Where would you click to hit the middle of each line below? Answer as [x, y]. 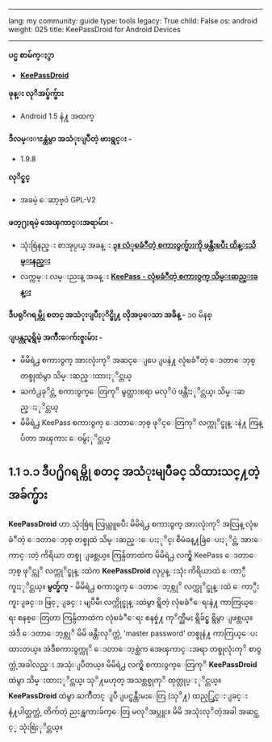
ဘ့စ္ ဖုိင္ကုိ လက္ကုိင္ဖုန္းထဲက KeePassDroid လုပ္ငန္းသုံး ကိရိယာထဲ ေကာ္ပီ [127, 570]
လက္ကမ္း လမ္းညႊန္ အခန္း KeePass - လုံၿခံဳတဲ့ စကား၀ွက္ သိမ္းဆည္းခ [139, 276]
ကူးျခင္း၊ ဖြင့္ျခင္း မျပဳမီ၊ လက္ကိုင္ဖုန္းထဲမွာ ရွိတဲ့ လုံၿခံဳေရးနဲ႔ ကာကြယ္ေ [133, 602]
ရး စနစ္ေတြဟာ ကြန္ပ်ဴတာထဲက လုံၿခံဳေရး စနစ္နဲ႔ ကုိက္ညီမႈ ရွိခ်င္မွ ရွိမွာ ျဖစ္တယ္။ [131, 617]
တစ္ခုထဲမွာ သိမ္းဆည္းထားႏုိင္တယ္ [76, 375]
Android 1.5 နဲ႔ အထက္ [57, 116]
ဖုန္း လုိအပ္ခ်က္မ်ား [36, 93]
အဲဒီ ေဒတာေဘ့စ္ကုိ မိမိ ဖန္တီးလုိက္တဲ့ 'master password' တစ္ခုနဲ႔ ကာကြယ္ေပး [133, 633]
